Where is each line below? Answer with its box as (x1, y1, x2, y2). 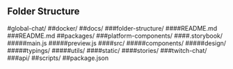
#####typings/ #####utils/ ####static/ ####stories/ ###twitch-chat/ (7, 46, 207, 54)
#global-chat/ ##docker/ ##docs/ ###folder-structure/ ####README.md (7, 24, 218, 32)
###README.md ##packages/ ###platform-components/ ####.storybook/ (7, 31, 223, 40)
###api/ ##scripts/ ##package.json (7, 54, 109, 62)
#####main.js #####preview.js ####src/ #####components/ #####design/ (7, 38, 227, 47)
